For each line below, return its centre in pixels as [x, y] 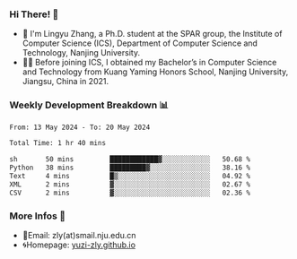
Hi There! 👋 [34, 14]
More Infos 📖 [37, 216]
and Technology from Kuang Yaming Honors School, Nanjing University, [155, 72]
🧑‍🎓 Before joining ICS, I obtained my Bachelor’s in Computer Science [149, 63]
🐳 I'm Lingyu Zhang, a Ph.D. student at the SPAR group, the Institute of [152, 34]
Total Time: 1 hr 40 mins [57, 143]
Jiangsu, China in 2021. [66, 82]
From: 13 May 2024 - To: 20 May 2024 [80, 127]
